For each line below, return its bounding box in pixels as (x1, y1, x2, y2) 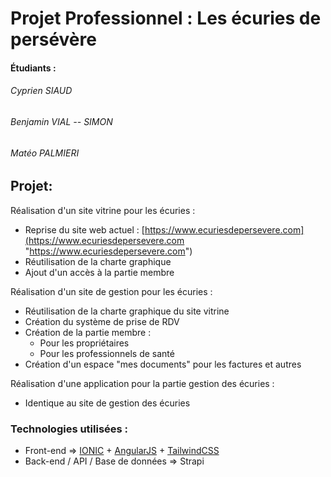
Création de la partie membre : (24, 326, 152, 338)
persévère (10, 28, 97, 51)
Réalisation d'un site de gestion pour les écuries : (10, 285, 213, 297)
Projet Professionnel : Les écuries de (10, 7, 322, 30)
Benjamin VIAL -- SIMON (10, 115, 113, 127)
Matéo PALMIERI (10, 147, 80, 159)
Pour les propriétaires (39, 337, 130, 349)
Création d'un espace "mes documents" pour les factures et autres (24, 358, 302, 370)
